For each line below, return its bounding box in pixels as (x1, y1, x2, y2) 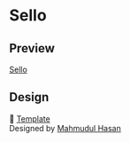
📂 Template (9, 113, 50, 124)
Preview (9, 41, 56, 56)
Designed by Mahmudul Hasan (9, 122, 121, 133)
